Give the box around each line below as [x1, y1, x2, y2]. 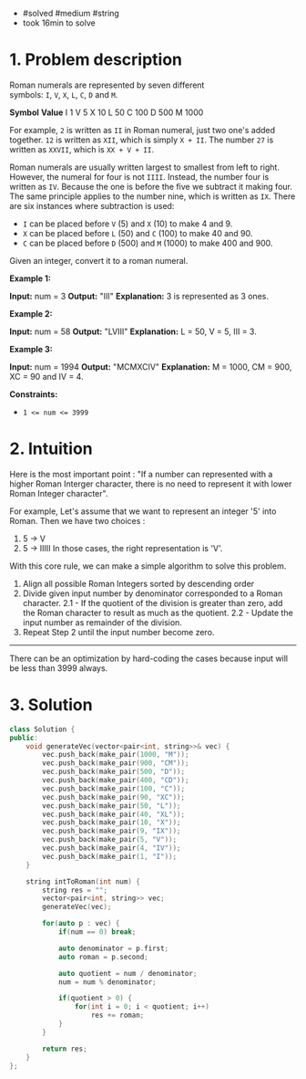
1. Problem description [9, 49, 183, 70]
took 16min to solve [22, 17, 96, 28]
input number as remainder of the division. [22, 616, 182, 628]
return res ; [42, 1044, 88, 1053]
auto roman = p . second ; [57, 952, 148, 961]
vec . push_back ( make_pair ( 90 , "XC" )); [42, 792, 185, 801]
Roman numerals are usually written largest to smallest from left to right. [9, 162, 280, 173]
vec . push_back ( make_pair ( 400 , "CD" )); [42, 776, 189, 785]
